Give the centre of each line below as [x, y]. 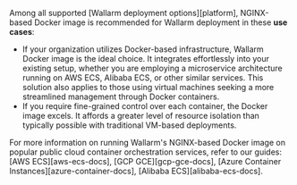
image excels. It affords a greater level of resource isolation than [140, 116]
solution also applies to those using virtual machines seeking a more [148, 87]
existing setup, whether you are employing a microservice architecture [153, 68]
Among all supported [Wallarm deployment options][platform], [124, 13]
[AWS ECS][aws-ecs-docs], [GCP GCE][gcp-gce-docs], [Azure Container [145, 161]
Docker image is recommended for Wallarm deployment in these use [161, 22]
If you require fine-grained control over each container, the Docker [145, 106]
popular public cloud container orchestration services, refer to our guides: [145, 152]
